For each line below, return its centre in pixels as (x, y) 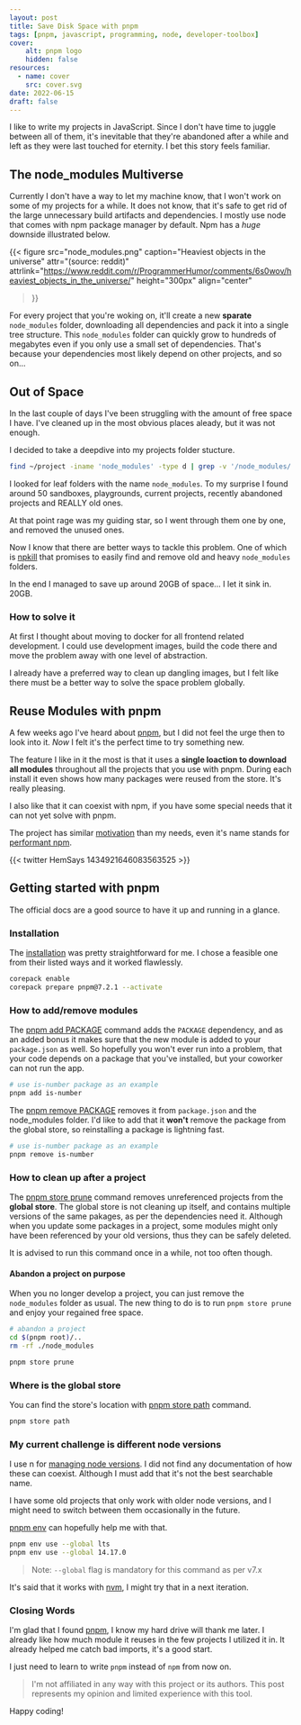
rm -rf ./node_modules (52, 1346)
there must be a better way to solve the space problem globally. (127, 683)
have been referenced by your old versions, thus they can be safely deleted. (150, 1235)
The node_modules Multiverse (97, 174)
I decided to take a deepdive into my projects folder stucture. (122, 450)
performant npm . (40, 842)
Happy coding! (37, 1711)
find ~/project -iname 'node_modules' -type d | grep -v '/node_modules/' (152, 467)
